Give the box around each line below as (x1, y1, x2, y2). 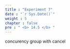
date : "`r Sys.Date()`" (5, 12, 55, 16)
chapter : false (5, 20, 38, 26)
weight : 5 (5, 16, 27, 21)
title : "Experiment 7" (5, 7, 53, 12)
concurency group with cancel (5, 38, 66, 44)
